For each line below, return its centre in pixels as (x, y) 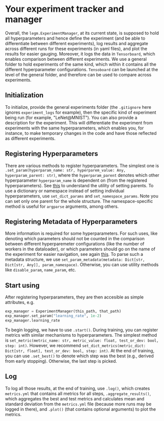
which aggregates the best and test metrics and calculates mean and (75, 398)
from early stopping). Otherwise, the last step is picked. (61, 361)
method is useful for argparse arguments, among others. (62, 206)
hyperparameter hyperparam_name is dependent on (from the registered (76, 180)
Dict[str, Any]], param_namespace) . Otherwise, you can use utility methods (82, 265)
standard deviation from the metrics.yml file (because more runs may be (78, 404)
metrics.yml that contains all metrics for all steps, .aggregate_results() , (78, 394)
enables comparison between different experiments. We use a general (76, 59)
